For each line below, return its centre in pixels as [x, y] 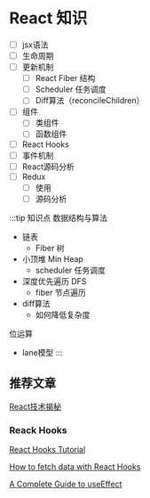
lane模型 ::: [42, 352]
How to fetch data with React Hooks [75, 466]
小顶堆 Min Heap [53, 258]
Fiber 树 [50, 248]
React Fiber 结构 [65, 78]
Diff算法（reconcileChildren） [90, 101]
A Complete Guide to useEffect [66, 484]
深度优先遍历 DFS [54, 281]
